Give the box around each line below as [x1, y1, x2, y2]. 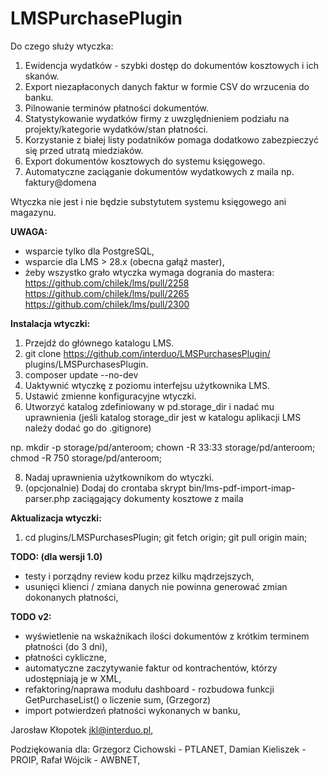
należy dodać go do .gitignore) [24, 422, 152, 434]
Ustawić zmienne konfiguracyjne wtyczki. [24, 390, 197, 402]
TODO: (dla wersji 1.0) [10, 550, 103, 562]
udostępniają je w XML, [24, 672, 122, 684]
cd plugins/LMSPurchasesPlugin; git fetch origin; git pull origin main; [24, 531, 308, 543]
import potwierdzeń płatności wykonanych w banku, [24, 704, 241, 716]
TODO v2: [10, 610, 52, 622]
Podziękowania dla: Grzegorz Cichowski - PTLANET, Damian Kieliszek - [10, 743, 307, 755]
